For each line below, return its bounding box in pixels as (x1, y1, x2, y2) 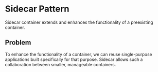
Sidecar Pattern (5, 3, 70, 14)
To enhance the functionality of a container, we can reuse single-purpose (5, 51, 152, 57)
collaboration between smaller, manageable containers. (5, 61, 116, 67)
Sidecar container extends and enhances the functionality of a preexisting (5, 19, 153, 25)
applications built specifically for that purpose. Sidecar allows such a (5, 57, 143, 62)
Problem (5, 39, 32, 47)
